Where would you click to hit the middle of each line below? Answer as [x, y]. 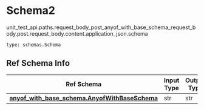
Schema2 [31, 11]
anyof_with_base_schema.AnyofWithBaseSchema [84, 98]
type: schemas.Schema [34, 45]
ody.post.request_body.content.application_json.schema [77, 33]
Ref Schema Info [38, 63]
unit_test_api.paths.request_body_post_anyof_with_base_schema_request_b [101, 27]
